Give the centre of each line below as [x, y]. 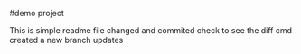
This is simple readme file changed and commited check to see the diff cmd [150, 30]
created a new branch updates [66, 40]
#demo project [37, 13]
